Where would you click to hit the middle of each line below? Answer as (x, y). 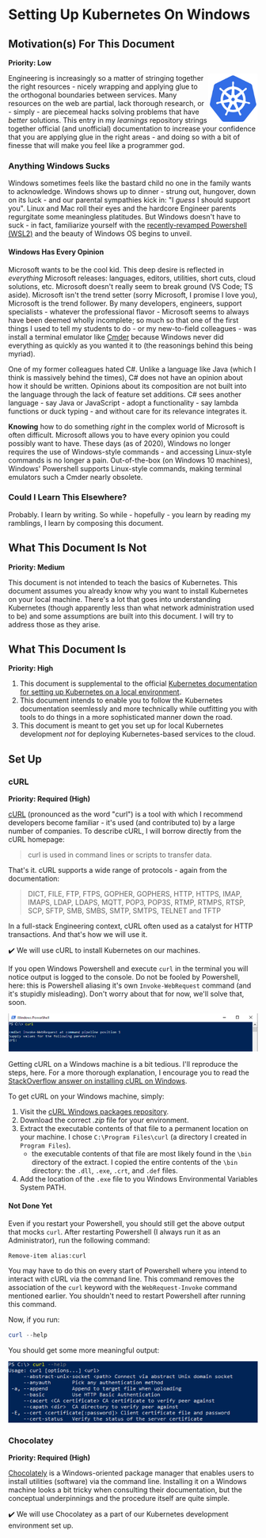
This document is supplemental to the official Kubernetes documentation (138, 683)
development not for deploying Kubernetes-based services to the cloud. (137, 734)
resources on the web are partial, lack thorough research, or (106, 103)
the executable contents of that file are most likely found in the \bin (141, 1154)
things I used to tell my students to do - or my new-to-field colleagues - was (133, 328)
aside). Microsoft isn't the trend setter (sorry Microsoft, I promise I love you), (133, 295)
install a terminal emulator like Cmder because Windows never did (116, 337)
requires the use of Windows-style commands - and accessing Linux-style (130, 451)
